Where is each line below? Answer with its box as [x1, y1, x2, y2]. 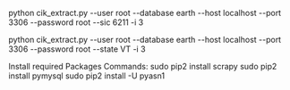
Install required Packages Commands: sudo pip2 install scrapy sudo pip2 [8, 61, 277, 71]
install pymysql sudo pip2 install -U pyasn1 [8, 70, 166, 81]
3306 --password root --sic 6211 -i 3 [8, 17, 144, 28]
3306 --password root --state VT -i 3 [8, 44, 146, 54]
